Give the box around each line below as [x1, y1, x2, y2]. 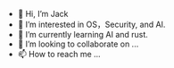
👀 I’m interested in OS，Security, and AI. [17, 19, 166, 30]
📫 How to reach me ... [17, 49, 101, 59]
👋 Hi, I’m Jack [17, 9, 69, 19]
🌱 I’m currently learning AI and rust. [17, 30, 149, 39]
